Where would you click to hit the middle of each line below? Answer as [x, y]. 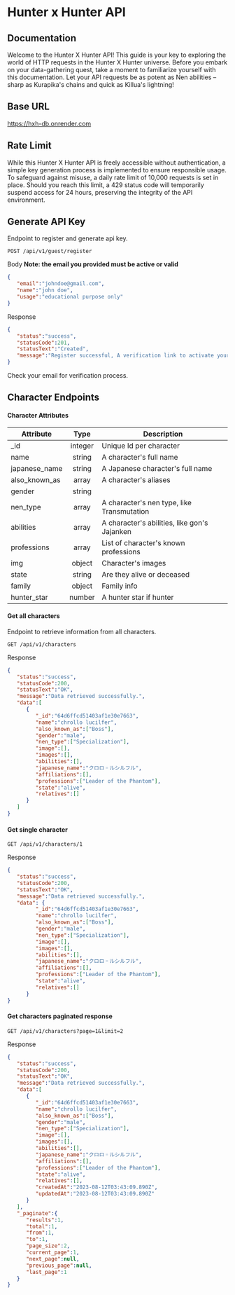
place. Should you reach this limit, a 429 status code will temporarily [106, 185]
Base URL [29, 107]
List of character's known [143, 542]
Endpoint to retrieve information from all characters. [82, 631]
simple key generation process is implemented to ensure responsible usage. [117, 170]
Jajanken [116, 531]
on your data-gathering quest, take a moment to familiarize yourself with [112, 70]
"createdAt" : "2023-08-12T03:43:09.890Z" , [97, 1187]
